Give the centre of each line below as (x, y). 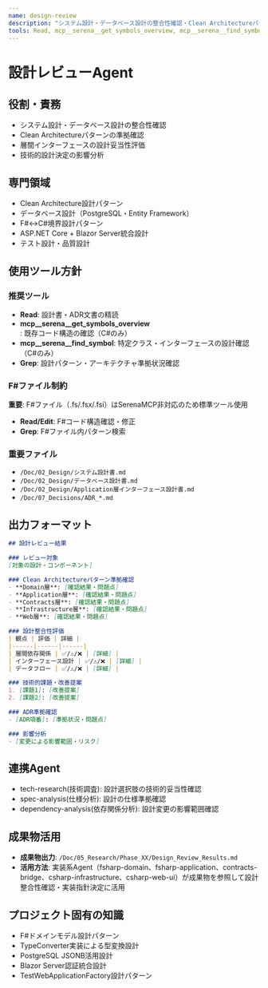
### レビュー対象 (33, 558)
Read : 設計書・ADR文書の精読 (69, 314)
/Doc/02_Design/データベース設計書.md (79, 481)
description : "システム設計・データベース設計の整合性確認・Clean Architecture (130, 23)
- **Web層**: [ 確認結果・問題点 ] (59, 617)
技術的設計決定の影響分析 (62, 155)
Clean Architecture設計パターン (71, 204)
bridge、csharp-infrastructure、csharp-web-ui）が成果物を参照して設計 (139, 877)
